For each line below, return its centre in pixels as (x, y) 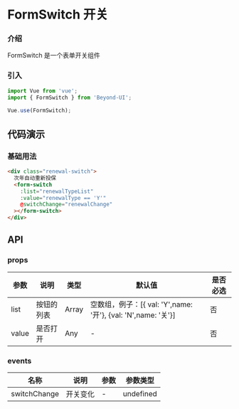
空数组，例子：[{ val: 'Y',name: (142, 304)
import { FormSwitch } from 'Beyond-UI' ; (70, 97)
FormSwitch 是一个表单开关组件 (54, 55)
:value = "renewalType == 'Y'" (63, 198)
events (20, 361)
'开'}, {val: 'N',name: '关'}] (133, 315)
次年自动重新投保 (35, 178)
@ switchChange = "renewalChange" (67, 204)
